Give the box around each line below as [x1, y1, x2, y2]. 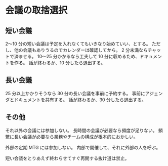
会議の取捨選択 [5, 5, 68, 16]
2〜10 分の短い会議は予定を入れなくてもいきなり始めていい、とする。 [5, 41, 151, 47]
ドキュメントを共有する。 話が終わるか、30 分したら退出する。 [14, 97, 147, 103]
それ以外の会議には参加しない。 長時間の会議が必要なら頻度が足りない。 [5, 127, 157, 133]
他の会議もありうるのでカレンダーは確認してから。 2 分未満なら [14, 47, 148, 53]
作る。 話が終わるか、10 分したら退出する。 [14, 60, 106, 66]
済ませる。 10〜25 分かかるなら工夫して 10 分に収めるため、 [14, 54, 140, 59]
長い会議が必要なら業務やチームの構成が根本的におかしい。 [14, 134, 138, 140]
